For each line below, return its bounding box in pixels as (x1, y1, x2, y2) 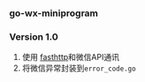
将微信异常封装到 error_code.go (21, 63, 136, 73)
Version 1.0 (9, 30, 59, 42)
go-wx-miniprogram (9, 7, 99, 19)
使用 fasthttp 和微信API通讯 (21, 52, 119, 63)
